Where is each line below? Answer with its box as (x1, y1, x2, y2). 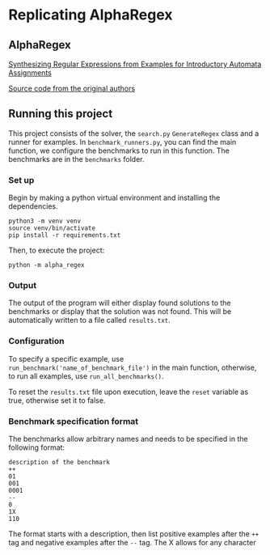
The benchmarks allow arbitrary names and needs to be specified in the (8, 434, 248, 443)
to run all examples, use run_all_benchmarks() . (8, 371, 164, 381)
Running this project (8, 107, 113, 121)
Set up (8, 174, 35, 185)
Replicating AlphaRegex (8, 6, 173, 24)
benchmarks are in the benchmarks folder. (8, 154, 145, 163)
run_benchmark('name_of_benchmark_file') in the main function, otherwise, (8, 362, 257, 372)
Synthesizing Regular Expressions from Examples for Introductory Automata (8, 59, 262, 69)
